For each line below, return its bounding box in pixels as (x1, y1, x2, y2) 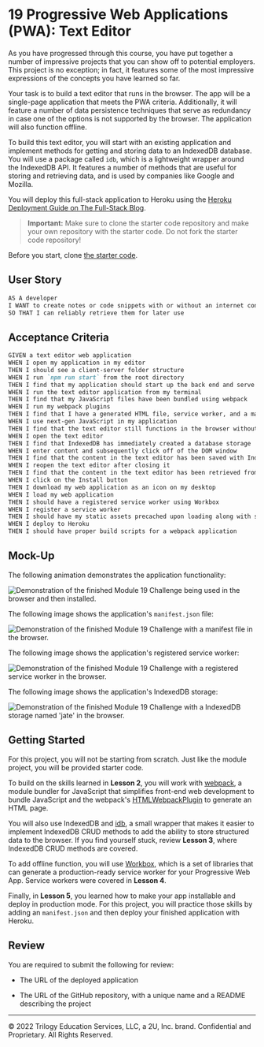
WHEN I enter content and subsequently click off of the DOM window (8, 447, 237, 455)
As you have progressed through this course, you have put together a (8, 48, 233, 58)
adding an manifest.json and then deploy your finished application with (8, 907, 240, 917)
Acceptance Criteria (8, 330, 109, 344)
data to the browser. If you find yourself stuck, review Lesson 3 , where (8, 835, 237, 844)
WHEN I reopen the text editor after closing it (8, 461, 170, 470)
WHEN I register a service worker (8, 505, 122, 513)
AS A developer (8, 294, 58, 302)
